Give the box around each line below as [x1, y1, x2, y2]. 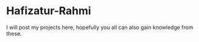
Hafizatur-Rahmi [6, 4, 92, 18]
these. [6, 30, 22, 37]
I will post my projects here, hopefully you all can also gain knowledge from [6, 24, 194, 31]
